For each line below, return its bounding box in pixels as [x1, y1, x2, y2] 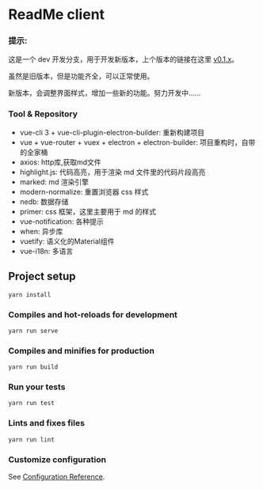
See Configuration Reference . [8, 472, 105, 482]
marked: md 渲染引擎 [19, 176, 90, 187]
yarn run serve [8, 327, 59, 335]
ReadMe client [8, 6, 105, 24]
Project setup [8, 270, 77, 283]
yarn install [8, 290, 51, 298]
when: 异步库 [19, 226, 63, 236]
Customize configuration [8, 453, 107, 464]
